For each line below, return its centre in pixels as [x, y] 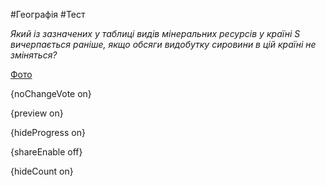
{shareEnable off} [46, 152]
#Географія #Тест [48, 14]
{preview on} [37, 113]
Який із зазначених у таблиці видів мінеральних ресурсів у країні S [155, 33]
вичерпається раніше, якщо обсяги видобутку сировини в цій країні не [163, 44]
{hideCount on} [42, 171]
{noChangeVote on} [51, 93]
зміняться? [34, 55]
